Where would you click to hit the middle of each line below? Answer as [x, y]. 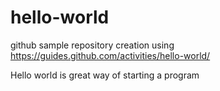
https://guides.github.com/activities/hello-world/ [110, 55]
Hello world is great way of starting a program [105, 75]
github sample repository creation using [92, 45]
